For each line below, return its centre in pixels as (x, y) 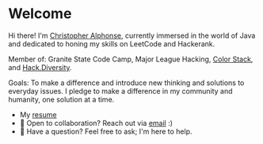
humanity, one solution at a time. (61, 99)
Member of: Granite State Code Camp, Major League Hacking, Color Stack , (131, 59)
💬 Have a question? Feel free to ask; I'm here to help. (106, 131)
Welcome (40, 14)
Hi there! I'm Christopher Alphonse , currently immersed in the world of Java (132, 35)
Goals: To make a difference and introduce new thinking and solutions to (126, 83)
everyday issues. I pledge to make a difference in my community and (120, 90)
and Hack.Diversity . (40, 67)
